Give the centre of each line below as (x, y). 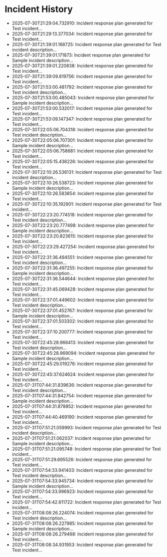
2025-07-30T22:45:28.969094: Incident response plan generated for (83, 353)
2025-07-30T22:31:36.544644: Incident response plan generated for (83, 278)
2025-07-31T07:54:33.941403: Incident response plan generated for (82, 470)
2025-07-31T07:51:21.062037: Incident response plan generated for (82, 438)
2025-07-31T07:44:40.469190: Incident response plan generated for (82, 417)
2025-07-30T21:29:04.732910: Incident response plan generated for (82, 23)
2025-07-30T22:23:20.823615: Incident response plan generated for (83, 236)
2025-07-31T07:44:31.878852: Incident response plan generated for (82, 406)
